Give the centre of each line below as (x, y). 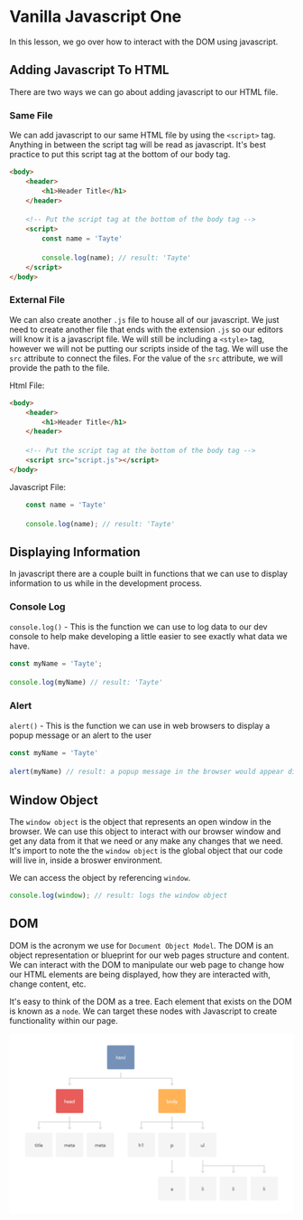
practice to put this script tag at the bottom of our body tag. (120, 155)
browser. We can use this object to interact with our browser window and (145, 831)
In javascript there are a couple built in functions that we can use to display (149, 574)
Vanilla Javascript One (96, 17)
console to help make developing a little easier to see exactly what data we (148, 636)
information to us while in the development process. (106, 583)
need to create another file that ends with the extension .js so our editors (147, 329)
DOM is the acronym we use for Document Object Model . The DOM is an (141, 945)
